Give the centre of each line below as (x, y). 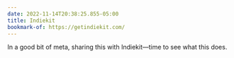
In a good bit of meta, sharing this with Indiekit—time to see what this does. (117, 47)
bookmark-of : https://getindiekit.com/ (66, 27)
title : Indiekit (31, 21)
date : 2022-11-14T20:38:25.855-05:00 (63, 14)
